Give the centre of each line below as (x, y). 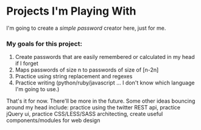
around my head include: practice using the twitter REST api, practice (93, 108)
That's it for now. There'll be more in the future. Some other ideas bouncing (101, 101)
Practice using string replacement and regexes (74, 77)
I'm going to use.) (37, 89)
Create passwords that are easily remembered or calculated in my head (105, 57)
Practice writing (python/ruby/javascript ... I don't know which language (105, 83)
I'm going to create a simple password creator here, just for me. (86, 28)
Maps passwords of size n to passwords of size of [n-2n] (87, 70)
